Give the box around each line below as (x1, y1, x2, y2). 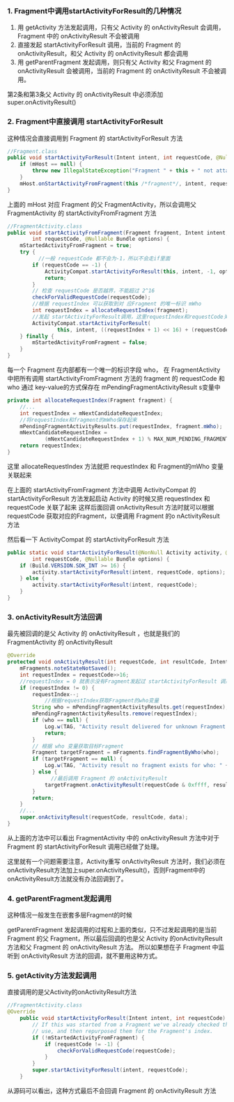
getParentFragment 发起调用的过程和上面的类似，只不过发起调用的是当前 (7, 926, 217, 934)
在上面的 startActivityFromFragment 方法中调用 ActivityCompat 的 (7, 485, 196, 494)
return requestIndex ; (19, 442, 82, 450)
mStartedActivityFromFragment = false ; (32, 339, 148, 346)
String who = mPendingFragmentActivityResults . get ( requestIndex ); (32, 704, 229, 711)
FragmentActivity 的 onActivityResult (7, 638, 113, 647)
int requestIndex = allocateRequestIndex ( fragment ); (32, 307, 189, 314)
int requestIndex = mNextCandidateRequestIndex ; (19, 409, 164, 417)
